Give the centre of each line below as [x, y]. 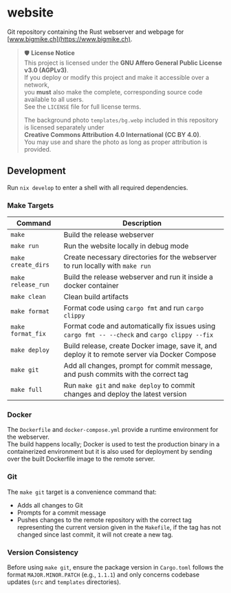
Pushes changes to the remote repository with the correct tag [104, 520]
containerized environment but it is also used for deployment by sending [110, 452]
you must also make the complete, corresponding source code [113, 92]
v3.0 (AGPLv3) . [46, 70]
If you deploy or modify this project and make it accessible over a [117, 77]
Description [142, 223]
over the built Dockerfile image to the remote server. [81, 459]
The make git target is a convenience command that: [82, 492]
